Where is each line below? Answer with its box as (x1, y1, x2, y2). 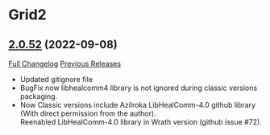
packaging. (19, 92, 58, 101)
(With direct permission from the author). (19, 108, 156, 118)
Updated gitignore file (19, 75, 93, 84)
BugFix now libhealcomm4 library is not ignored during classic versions (19, 83, 258, 92)
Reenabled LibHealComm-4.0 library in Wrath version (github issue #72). (19, 117, 262, 126)
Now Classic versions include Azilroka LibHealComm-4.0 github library (19, 100, 256, 109)
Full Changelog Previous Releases (8, 59, 122, 68)
